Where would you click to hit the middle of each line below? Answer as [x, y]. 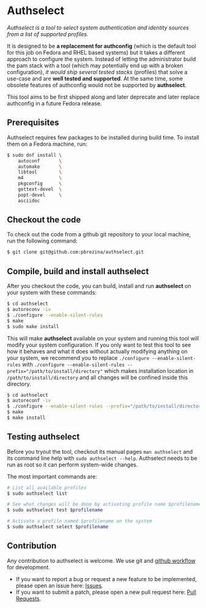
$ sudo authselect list [37, 494]
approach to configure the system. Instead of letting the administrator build [101, 59]
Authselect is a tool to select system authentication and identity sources [98, 28]
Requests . [28, 598]
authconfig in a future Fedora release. [54, 103]
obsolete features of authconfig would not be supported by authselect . [97, 85]
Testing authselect [43, 437]
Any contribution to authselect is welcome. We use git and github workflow [101, 560]
